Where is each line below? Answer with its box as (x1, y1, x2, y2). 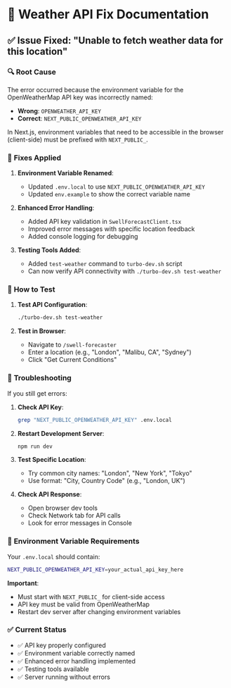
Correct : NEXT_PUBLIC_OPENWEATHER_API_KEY (17, 114, 142, 123)
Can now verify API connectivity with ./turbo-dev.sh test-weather (27, 267, 222, 275)
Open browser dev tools (27, 504, 98, 513)
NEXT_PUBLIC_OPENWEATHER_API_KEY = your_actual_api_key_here (7, 566, 184, 573)
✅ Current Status (7, 625, 67, 634)
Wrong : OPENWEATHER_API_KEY (17, 106, 102, 115)
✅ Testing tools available (17, 665, 89, 673)
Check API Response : (17, 490, 82, 499)
